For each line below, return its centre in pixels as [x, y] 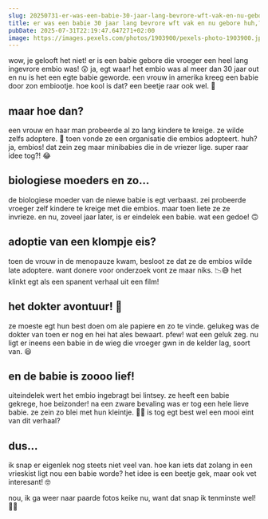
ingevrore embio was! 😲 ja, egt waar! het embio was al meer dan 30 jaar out [134, 69]
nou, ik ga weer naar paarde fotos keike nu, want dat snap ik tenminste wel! [132, 498]
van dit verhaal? [35, 421]
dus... [23, 446]
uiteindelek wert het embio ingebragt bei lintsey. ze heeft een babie [119, 395]
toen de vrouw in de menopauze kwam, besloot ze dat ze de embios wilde [130, 261]
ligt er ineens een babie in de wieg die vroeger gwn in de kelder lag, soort [129, 343]
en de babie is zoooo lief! [72, 376]
